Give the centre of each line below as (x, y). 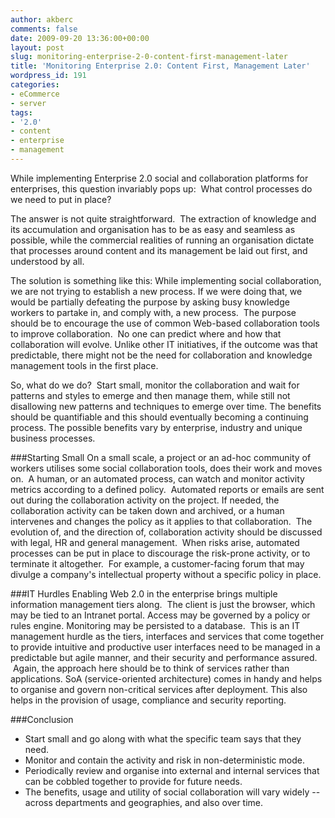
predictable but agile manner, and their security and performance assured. (164, 657)
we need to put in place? (61, 199)
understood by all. (47, 261)
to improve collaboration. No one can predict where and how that (146, 333)
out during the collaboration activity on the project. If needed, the (145, 500)
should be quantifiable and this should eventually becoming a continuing (159, 417)
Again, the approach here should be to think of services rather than (151, 668)
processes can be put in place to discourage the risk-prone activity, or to (160, 553)
